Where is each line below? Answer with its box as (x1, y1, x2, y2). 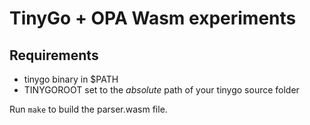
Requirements (9, 47, 99, 64)
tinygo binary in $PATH (23, 73, 119, 85)
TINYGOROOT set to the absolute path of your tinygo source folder (23, 84, 300, 96)
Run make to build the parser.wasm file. (9, 103, 168, 115)
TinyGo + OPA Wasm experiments (9, 7, 297, 30)
